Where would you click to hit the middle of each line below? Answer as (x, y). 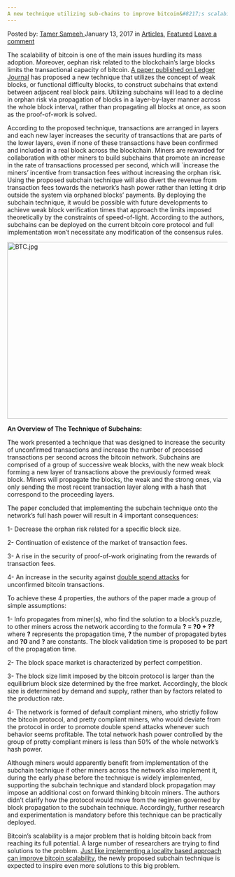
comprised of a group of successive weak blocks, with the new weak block (115, 464)
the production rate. (36, 698)
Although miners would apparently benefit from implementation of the (108, 762)
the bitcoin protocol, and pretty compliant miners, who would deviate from (114, 719)
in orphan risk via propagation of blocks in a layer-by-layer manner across (114, 99)
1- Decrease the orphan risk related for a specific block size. (94, 529)
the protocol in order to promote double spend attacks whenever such (108, 726)
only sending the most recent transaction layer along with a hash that (107, 487)
